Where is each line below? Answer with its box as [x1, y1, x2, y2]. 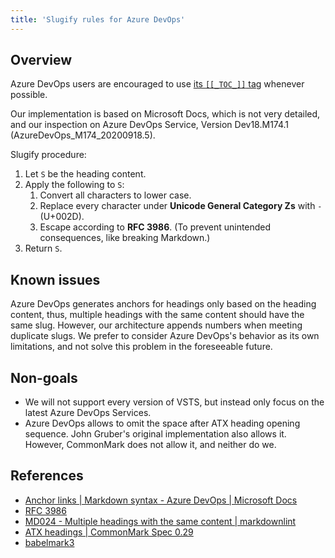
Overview [10, 52, 73, 69]
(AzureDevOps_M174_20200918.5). [10, 129, 156, 141]
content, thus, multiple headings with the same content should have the [10, 309, 305, 321]
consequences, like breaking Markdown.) [39, 232, 211, 244]
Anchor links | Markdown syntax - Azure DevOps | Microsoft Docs [24, 494, 298, 506]
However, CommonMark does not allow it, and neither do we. [24, 439, 277, 451]
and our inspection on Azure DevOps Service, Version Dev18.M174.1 [10, 119, 290, 131]
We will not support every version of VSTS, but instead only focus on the [24, 396, 325, 408]
